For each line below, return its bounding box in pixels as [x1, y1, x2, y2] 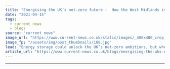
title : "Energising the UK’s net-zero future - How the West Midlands [5, 7, 159, 12]
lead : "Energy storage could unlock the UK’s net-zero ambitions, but [5, 44, 157, 49]
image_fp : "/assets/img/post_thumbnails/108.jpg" [5, 40, 112, 45]
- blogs [10, 26, 26, 31]
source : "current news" [5, 30, 56, 35]
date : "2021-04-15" [5, 12, 47, 17]
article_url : [5, 49, 33, 54]
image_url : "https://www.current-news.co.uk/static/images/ [5, 35, 135, 40]
